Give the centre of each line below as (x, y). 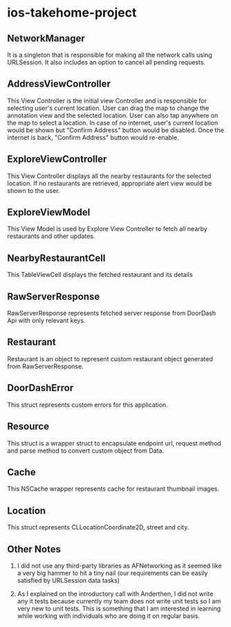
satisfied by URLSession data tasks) (68, 580)
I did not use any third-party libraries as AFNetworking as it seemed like (120, 565)
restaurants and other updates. (51, 236)
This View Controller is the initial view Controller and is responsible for (107, 100)
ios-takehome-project (72, 13)
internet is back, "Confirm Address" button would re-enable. (93, 137)
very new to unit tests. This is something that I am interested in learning (119, 608)
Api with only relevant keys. (46, 320)
